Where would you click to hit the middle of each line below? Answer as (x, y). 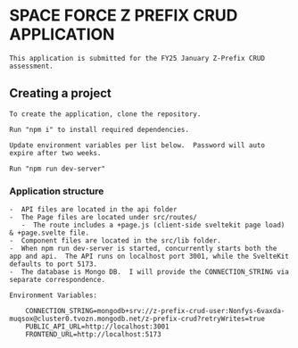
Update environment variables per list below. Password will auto (137, 145)
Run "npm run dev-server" (57, 169)
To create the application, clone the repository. (105, 114)
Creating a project (60, 93)
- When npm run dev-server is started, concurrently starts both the (143, 249)
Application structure (57, 191)
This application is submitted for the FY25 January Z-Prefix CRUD (137, 58)
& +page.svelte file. (50, 233)
